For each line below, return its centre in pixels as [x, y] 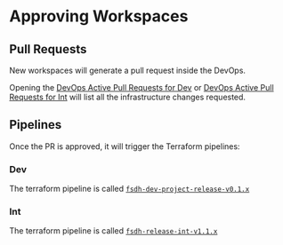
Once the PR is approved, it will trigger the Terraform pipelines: [125, 146]
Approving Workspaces [99, 16]
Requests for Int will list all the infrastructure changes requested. [128, 97]
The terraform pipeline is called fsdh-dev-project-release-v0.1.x [129, 189]
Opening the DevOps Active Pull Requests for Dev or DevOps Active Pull [141, 87]
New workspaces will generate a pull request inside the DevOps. [128, 70]
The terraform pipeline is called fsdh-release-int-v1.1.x [113, 231]
